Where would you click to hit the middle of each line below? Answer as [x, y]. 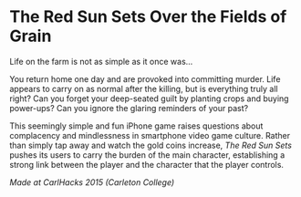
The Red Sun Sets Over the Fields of [148, 17]
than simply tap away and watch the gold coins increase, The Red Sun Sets [150, 145]
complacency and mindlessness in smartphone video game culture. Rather [150, 135]
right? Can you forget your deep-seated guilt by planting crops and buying [149, 98]
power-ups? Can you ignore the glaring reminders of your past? [129, 108]
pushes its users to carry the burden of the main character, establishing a [147, 155]
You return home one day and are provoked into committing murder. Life [145, 78]
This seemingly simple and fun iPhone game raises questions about [136, 126]
